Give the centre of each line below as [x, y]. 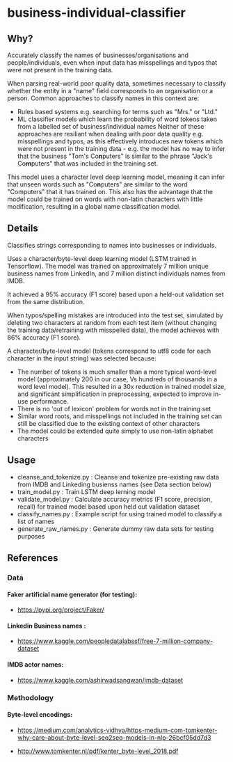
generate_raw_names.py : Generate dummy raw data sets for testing [115, 529]
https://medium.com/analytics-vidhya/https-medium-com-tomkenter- [117, 730]
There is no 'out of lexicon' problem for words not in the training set [114, 408]
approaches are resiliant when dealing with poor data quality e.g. [110, 134]
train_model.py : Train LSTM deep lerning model [86, 491]
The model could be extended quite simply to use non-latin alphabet [115, 431]
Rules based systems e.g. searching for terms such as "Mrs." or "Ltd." [117, 112]
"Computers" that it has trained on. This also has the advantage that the [110, 192]
